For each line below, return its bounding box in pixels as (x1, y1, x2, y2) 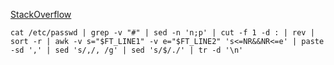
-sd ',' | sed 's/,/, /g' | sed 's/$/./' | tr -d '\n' (10, 45, 244, 55)
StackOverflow (10, 9, 72, 20)
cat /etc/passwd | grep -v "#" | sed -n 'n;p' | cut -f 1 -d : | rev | (10, 28, 315, 38)
